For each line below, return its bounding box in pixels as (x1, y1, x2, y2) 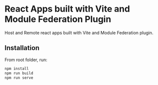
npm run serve (4, 75, 34, 80)
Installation (4, 44, 40, 52)
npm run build (4, 70, 34, 76)
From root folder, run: (4, 57, 47, 63)
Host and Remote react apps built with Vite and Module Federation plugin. (4, 30, 154, 35)
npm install (4, 66, 29, 71)
